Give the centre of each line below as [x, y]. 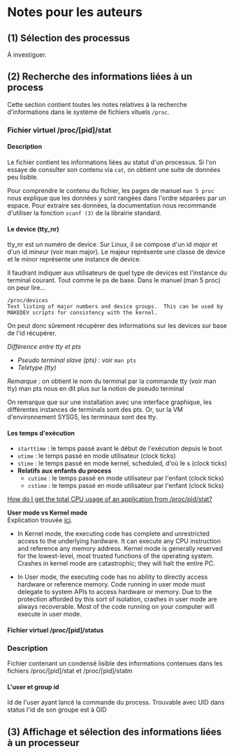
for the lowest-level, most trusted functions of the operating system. [116, 556]
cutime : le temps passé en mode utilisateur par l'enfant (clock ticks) [126, 478]
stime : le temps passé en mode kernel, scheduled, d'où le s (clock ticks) [122, 463]
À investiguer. [27, 55]
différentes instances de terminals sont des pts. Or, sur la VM [95, 410]
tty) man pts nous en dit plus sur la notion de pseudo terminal [96, 389]
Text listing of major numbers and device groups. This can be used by [115, 307]
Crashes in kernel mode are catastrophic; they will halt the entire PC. [116, 563]
